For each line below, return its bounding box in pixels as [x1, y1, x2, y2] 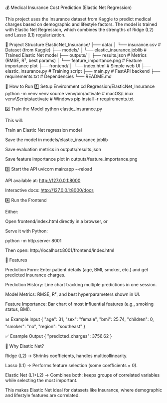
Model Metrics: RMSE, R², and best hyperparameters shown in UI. [5, 291, 141, 297]
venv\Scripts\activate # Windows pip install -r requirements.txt [5, 96, 134, 102]
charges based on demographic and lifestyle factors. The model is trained [5, 21, 158, 27]
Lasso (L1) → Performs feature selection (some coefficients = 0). [5, 363, 138, 368]
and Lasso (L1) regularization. [5, 32, 66, 38]
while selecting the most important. [5, 378, 78, 383]
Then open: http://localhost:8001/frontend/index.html [5, 247, 115, 253]
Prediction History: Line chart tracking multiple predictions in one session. [5, 282, 157, 287]
